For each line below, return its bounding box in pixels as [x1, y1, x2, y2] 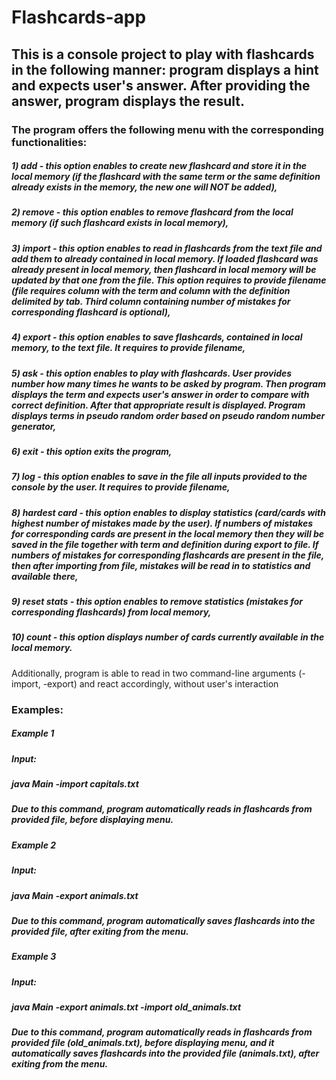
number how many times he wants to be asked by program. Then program [11, 377, 326, 390]
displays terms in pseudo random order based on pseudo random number [11, 409, 326, 421]
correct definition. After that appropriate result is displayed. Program [11, 399, 306, 411]
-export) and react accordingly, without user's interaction [42, 677, 279, 690]
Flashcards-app [11, 6, 147, 29]
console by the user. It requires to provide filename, [11, 481, 231, 493]
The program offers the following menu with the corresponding [11, 122, 324, 136]
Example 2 [11, 839, 57, 851]
